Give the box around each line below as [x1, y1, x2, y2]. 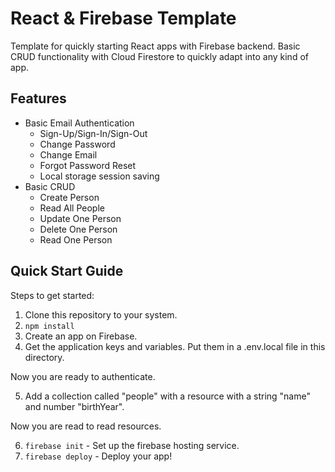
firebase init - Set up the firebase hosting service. [24, 439, 240, 451]
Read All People [39, 202, 105, 214]
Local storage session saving [39, 170, 160, 182]
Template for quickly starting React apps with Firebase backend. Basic [10, 40, 301, 52]
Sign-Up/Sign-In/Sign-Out [39, 127, 148, 139]
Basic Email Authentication [24, 117, 135, 129]
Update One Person [39, 212, 122, 224]
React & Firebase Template [10, 7, 237, 30]
